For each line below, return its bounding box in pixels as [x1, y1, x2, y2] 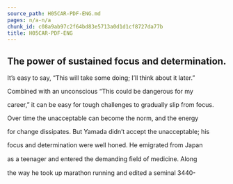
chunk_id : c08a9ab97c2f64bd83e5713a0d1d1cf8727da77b [7, 23, 163, 30]
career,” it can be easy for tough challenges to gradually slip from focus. [7, 101, 214, 109]
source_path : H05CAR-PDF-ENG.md [7, 10, 101, 17]
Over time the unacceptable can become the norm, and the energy [7, 114, 199, 122]
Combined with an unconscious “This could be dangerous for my [7, 87, 193, 96]
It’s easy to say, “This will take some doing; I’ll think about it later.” [7, 74, 195, 82]
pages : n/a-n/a [7, 17, 51, 24]
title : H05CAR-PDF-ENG [7, 29, 73, 37]
